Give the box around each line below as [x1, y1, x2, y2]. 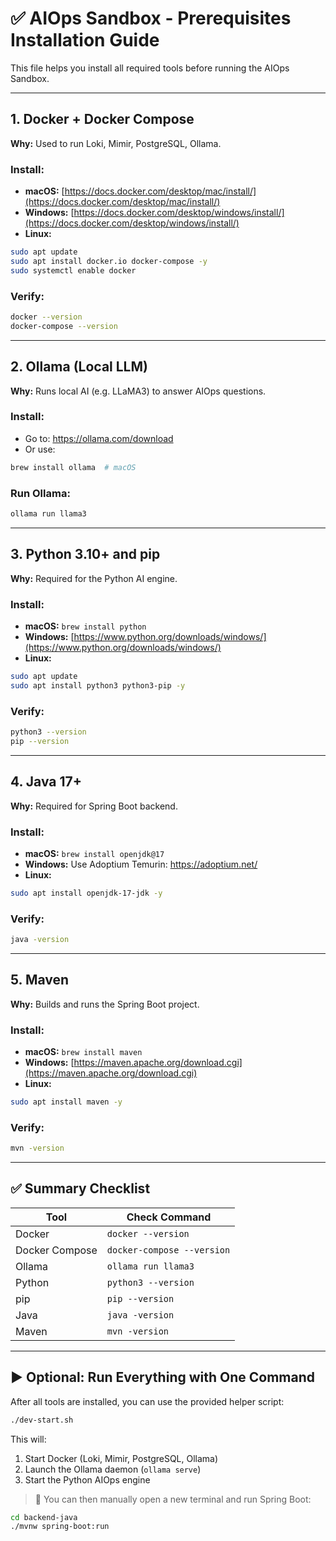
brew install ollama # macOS [10, 462, 137, 472]
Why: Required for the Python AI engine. [10, 572, 178, 584]
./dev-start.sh [10, 1415, 74, 1425]
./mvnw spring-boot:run [10, 1522, 110, 1532]
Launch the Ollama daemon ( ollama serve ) [24, 1463, 202, 1475]
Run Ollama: [10, 486, 71, 500]
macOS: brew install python [24, 620, 147, 632]
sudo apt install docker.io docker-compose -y [10, 256, 208, 266]
